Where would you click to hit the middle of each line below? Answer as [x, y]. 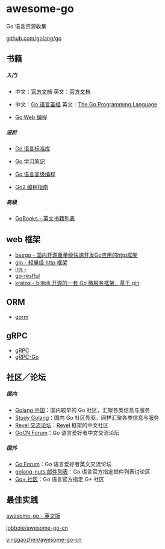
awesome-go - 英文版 [33, 516]
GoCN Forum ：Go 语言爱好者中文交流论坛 [67, 433]
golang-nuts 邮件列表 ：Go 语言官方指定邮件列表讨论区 [82, 472]
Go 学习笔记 [30, 161]
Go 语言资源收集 [26, 26]
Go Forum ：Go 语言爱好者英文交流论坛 [63, 464]
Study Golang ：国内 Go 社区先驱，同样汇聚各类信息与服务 [87, 418]
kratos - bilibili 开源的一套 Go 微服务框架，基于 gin [77, 283]
